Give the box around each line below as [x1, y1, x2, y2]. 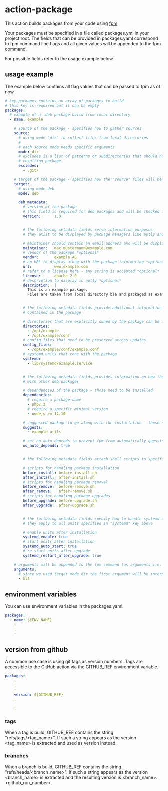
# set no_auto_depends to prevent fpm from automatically [23, 439, 146, 444]
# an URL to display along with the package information [23, 259, 144, 265]
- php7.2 [27, 402, 46, 407]
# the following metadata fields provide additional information [23, 305, 162, 311]
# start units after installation [23, 539, 95, 544]
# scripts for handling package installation [23, 465, 120, 471]
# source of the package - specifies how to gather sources [14, 126, 142, 131]
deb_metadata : [18, 200, 48, 205]
